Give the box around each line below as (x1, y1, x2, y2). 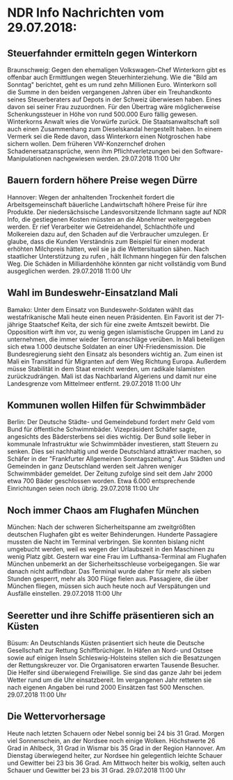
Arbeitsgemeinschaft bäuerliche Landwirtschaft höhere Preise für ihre (7, 200, 207, 209)
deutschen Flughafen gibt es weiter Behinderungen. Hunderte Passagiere (7, 530, 218, 539)
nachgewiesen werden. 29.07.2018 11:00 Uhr (53, 154, 181, 163)
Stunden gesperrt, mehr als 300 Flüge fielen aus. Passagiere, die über (7, 575, 209, 583)
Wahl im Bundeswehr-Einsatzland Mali (7, 287, 179, 299)
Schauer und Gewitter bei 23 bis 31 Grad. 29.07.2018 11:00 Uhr (7, 766, 186, 774)
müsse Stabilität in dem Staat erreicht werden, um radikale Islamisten (7, 364, 205, 373)
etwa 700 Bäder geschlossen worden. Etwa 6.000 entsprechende (7, 477, 195, 485)
